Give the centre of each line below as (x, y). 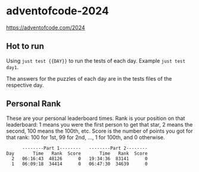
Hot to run (25, 46)
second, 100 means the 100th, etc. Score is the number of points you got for (99, 131)
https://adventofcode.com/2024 (46, 27)
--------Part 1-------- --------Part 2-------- (85, 148)
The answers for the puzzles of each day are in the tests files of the (89, 78)
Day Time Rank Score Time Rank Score (77, 153)
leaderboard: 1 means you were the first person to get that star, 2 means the (99, 124)
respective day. (25, 85)
